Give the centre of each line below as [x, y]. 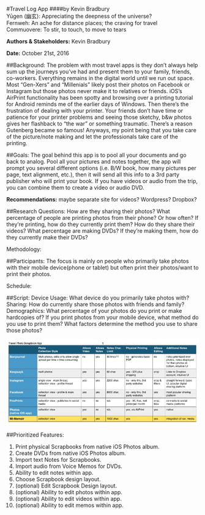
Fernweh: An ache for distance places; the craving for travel [82, 23]
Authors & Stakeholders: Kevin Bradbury [58, 41]
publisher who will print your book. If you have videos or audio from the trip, [102, 181]
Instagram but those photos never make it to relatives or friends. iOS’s [94, 91]
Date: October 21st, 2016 [38, 53]
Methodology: [24, 249]
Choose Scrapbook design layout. [58, 479]
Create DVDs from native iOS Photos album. [71, 453]
